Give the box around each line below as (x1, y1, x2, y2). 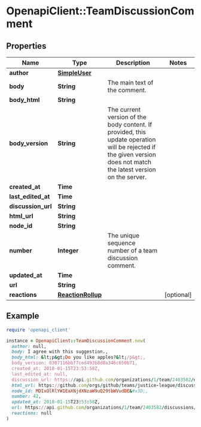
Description (115, 59, 151, 67)
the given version (107, 151, 157, 158)
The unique (107, 231, 139, 239)
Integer (57, 246, 79, 254)
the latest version (107, 166, 156, 173)
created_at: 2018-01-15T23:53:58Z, (11, 366, 100, 372)
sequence (107, 239, 136, 247)
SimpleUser (57, 69, 92, 77)
